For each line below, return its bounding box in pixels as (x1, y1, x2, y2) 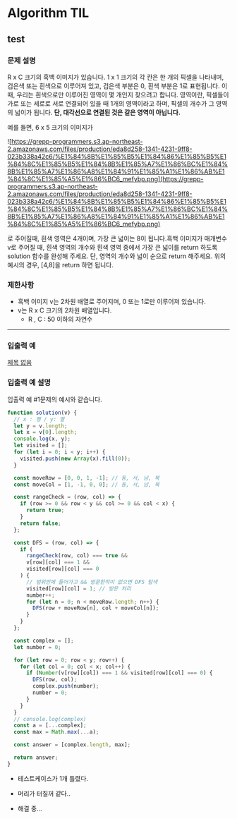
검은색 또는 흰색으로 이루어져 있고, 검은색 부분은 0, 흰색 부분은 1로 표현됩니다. (7, 81, 220, 90)
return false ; (20, 520, 61, 527)
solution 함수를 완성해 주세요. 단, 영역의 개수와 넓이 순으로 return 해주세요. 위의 (7, 252, 226, 260)
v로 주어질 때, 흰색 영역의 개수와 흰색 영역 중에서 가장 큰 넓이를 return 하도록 (7, 243, 218, 251)
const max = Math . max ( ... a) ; (13, 729, 99, 736)
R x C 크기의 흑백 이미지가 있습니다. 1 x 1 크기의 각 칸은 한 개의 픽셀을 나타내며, (7, 73, 224, 81)
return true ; (25, 506, 65, 514)
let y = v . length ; (13, 422, 68, 430)
